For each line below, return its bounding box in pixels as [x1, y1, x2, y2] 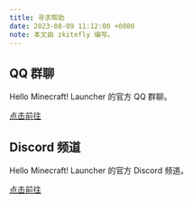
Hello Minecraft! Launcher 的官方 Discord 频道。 [9, 165, 189, 176]
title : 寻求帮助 [9, 13, 65, 23]
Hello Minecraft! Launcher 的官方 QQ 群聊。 [9, 91, 172, 102]
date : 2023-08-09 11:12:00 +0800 [9, 22, 135, 31]
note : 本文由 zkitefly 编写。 [9, 30, 115, 39]
